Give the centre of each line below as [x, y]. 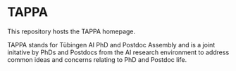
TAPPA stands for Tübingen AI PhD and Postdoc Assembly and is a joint [111, 45]
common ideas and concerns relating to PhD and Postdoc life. [97, 59]
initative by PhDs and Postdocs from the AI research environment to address [118, 52]
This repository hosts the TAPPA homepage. [72, 31]
